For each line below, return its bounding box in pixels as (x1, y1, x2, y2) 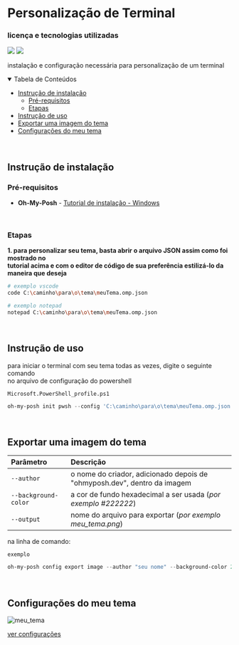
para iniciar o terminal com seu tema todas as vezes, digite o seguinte (7, 361, 212, 369)
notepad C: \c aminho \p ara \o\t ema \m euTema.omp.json (7, 309, 158, 316)
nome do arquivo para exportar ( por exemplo (70, 510, 221, 520)
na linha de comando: (7, 537, 71, 546)
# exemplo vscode (7, 283, 59, 290)
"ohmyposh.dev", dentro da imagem (70, 478, 192, 488)
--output (11, 515, 41, 524)
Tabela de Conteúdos (14, 75, 77, 83)
